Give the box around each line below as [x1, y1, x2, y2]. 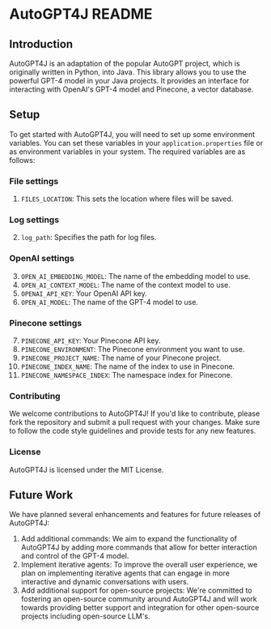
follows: [9, 155, 36, 165]
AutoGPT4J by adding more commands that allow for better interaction [20, 542, 258, 552]
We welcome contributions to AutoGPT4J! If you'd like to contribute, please [9, 409, 260, 418]
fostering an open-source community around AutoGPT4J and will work [20, 594, 257, 604]
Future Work [9, 488, 74, 502]
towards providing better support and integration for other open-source [20, 603, 260, 613]
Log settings [9, 214, 60, 225]
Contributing [9, 390, 61, 401]
